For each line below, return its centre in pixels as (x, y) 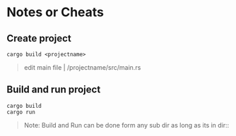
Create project (39, 38)
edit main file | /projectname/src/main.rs (82, 67)
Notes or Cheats (55, 12)
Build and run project (54, 90)
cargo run (21, 112)
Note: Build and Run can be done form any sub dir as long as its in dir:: (126, 125)
